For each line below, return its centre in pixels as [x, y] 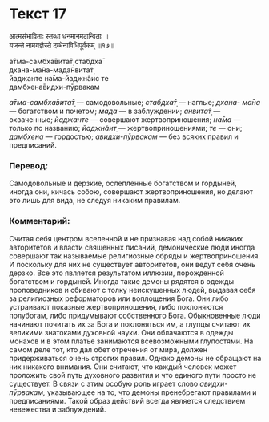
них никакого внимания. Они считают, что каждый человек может [123, 367]
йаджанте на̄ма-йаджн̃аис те [59, 78]
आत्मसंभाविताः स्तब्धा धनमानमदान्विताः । [59, 36]
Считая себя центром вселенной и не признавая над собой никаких [126, 238]
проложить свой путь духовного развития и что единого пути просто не [133, 375]
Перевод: [29, 165]
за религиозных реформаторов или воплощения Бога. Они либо [119, 298]
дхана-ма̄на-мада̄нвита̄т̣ [52, 70]
